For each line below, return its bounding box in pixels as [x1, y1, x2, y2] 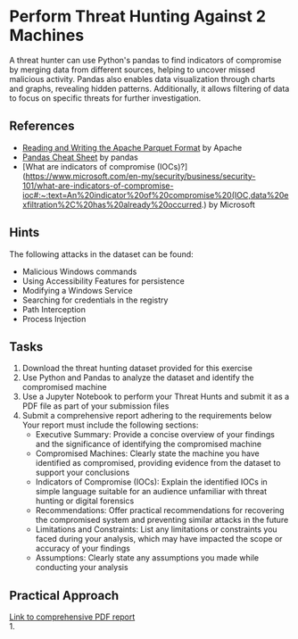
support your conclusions [35, 467, 130, 478]
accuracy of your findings [35, 543, 131, 554]
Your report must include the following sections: [21, 419, 199, 430]
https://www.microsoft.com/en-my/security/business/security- [25, 170, 256, 181]
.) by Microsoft [201, 199, 256, 210]
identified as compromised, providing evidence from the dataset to [35, 458, 281, 469]
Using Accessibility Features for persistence [21, 275, 186, 286]
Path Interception [21, 303, 87, 314]
